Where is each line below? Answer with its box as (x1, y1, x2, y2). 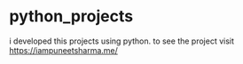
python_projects (9, 6, 134, 27)
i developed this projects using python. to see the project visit (9, 36, 235, 46)
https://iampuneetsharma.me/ (9, 44, 118, 55)
